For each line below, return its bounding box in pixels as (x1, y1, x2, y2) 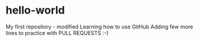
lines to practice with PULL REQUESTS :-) (5, 29, 109, 36)
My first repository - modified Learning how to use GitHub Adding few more (5, 23, 194, 30)
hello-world (5, 4, 66, 17)
